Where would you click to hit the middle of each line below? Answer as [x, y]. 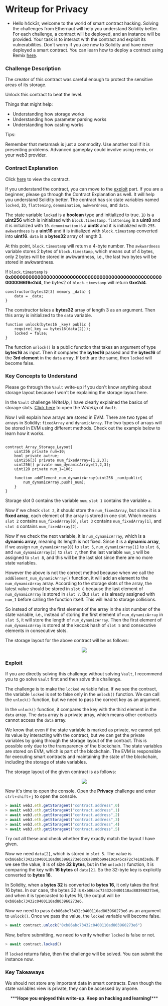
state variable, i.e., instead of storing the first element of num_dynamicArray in [84, 614]
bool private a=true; [37, 456]
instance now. [20, 959]
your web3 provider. [26, 155]
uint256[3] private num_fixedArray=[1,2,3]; [61, 460]
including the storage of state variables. [46, 762]
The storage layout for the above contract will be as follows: [67, 640]
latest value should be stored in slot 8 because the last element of [74, 589]
